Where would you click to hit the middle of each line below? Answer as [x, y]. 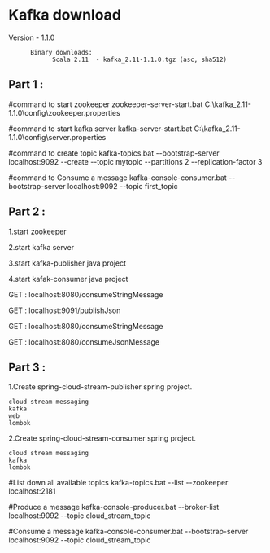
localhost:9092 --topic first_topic [123, 186]
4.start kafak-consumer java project [68, 279]
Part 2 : [27, 212]
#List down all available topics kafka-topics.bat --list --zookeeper [118, 483]
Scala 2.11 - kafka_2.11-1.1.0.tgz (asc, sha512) [139, 59]
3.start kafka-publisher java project [67, 263]
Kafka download [65, 15]
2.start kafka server [41, 247]
